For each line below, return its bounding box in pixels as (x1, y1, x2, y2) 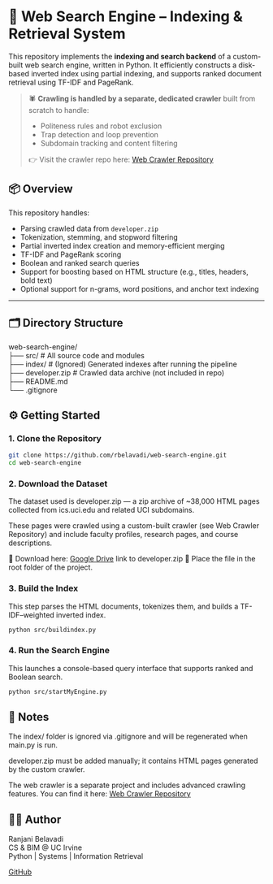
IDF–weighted (8, 609, 54, 620)
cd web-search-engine (8, 459, 82, 467)
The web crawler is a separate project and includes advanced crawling (8, 780, 246, 791)
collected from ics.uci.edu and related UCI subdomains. (8, 505, 195, 515)
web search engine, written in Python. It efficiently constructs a (24, 60, 237, 70)
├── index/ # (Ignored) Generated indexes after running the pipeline (8, 359, 237, 369)
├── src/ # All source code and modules (8, 350, 145, 360)
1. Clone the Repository (8, 432, 102, 444)
